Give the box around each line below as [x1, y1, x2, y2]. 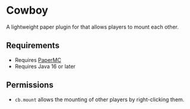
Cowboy [6, 4, 49, 17]
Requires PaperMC [14, 56, 61, 63]
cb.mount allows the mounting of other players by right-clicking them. [14, 96, 185, 103]
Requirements [6, 41, 60, 51]
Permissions [6, 80, 54, 90]
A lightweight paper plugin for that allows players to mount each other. [6, 23, 179, 30]
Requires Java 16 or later [14, 63, 76, 70]
